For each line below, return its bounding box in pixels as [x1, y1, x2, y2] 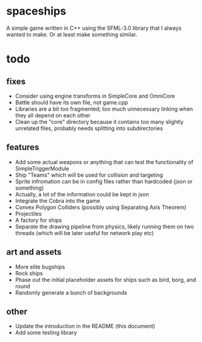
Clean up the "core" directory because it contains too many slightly [15, 118, 184, 125]
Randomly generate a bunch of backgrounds [15, 289, 128, 296]
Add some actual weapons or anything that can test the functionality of [15, 158, 193, 165]
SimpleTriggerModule [15, 165, 69, 172]
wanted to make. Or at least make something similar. [6, 30, 138, 38]
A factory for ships [15, 216, 62, 224]
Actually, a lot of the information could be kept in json [15, 190, 149, 198]
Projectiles [15, 210, 42, 217]
